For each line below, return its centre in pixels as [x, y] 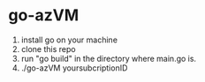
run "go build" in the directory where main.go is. [108, 58]
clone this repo [48, 48]
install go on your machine [69, 40]
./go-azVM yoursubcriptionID [74, 68]
